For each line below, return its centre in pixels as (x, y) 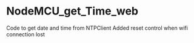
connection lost (26, 34)
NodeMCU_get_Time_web (72, 11)
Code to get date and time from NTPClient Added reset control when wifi (97, 28)
